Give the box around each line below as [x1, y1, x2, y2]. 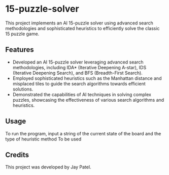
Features [5, 45, 34, 54]
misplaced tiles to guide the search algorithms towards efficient [12, 80, 146, 86]
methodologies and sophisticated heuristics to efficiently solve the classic [5, 25, 160, 31]
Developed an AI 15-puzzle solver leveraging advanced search [12, 59, 144, 65]
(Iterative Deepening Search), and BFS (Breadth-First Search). [12, 70, 143, 76]
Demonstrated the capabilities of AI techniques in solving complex [12, 91, 151, 97]
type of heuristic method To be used [5, 136, 82, 142]
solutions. [12, 86, 33, 92]
